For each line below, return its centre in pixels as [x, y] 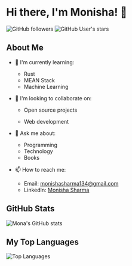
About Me [25, 48]
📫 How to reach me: [40, 169]
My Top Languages [43, 242]
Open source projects [50, 110]
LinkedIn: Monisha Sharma [56, 190]
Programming [41, 145]
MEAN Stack [39, 80]
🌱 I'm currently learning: [44, 62]
